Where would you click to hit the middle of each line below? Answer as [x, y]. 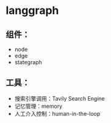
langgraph [32, 11]
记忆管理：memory [38, 106]
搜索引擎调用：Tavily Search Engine [59, 98]
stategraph [28, 62]
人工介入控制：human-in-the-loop [57, 113]
